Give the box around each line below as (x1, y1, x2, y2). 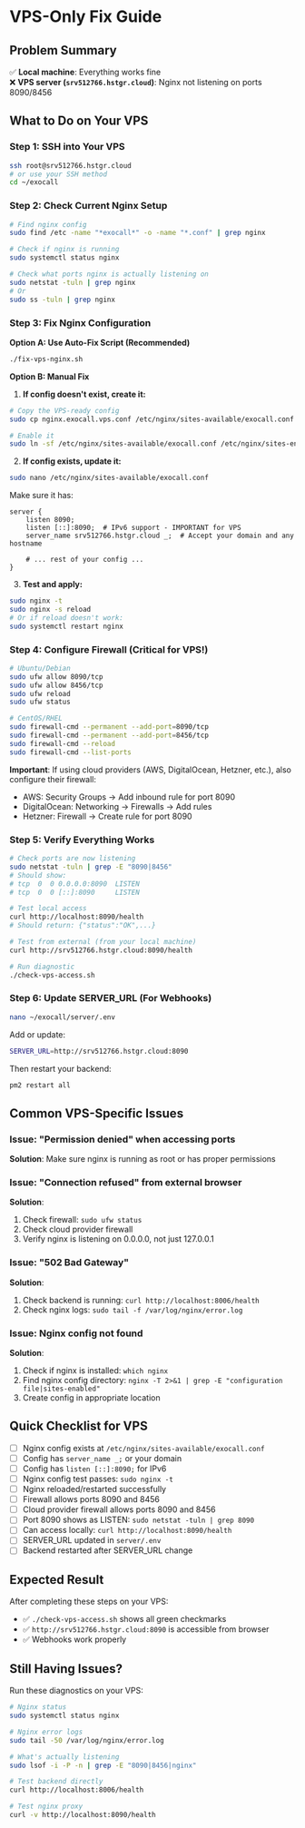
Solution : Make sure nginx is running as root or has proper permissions (9, 1154, 277, 1165)
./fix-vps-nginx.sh (9, 354, 84, 364)
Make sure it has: (9, 490, 74, 501)
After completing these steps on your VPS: (9, 1596, 169, 1607)
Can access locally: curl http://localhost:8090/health (22, 1525, 232, 1536)
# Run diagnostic (9, 962, 75, 971)
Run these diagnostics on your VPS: (9, 1685, 143, 1696)
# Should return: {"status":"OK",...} (9, 921, 156, 930)
